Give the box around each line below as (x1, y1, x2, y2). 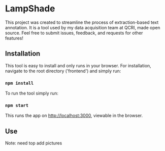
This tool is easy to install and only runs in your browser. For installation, (5, 62, 151, 68)
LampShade (5, 3, 55, 14)
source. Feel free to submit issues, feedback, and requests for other (5, 30, 143, 36)
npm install (5, 80, 34, 86)
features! (5, 35, 24, 41)
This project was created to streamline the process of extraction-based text (5, 19, 159, 25)
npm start (5, 102, 29, 108)
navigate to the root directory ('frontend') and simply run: (5, 68, 121, 74)
